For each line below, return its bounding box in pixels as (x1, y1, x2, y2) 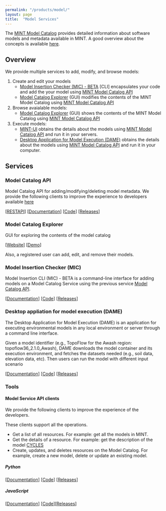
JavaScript (5, 488, 29, 494)
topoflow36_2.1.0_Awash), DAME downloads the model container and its (5, 345, 153, 351)
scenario (5, 361, 23, 367)
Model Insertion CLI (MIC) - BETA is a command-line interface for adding (5, 275, 154, 281)
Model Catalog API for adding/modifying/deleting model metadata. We (5, 188, 149, 194)
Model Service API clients (5, 396, 60, 402)
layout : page (5, 12, 32, 17)
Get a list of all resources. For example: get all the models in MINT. (12, 431, 149, 437)
